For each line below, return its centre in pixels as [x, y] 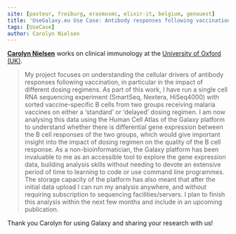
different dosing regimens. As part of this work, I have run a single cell [126, 90]
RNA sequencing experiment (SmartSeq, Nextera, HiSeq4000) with [122, 97]
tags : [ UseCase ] [31, 27]
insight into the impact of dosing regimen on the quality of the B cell [123, 142]
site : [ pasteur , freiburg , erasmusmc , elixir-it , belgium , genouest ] [111, 14]
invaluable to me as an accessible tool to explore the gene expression [125, 157]
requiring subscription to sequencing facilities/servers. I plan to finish [125, 195]
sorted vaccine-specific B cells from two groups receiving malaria [120, 105]
